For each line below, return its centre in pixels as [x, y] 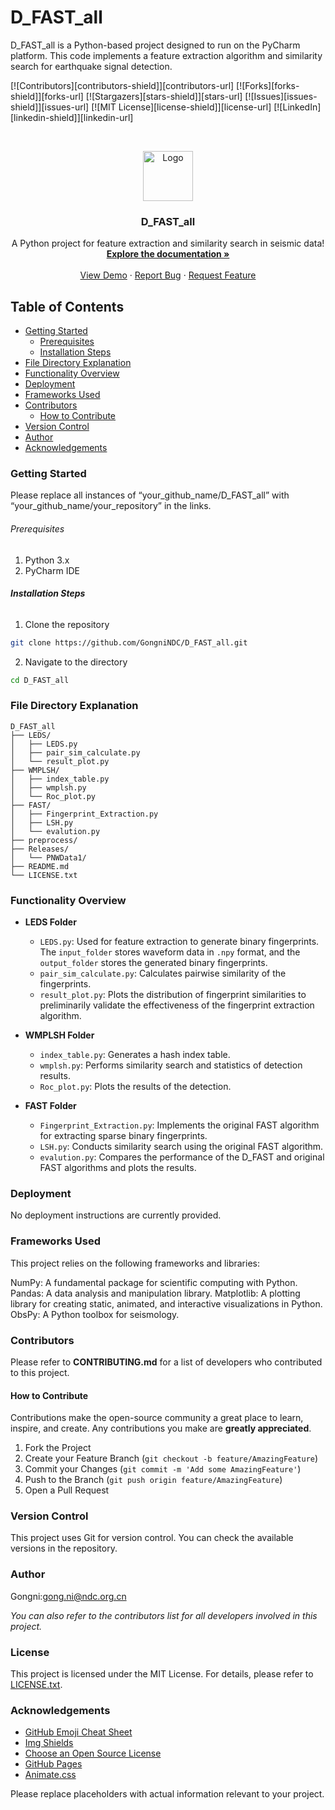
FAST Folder [50, 1106]
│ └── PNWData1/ [48, 857]
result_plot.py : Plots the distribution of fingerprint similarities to [173, 995]
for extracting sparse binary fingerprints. [123, 1136]
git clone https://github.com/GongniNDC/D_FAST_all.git [129, 642]
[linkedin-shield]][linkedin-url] [72, 117]
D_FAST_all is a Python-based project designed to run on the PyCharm [155, 45]
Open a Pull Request [67, 1490]
